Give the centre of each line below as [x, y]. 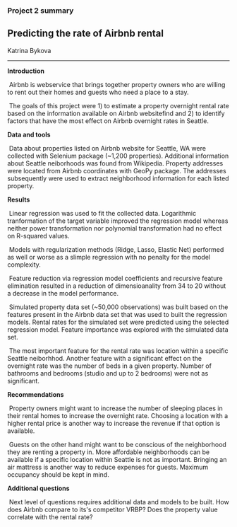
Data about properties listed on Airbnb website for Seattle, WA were [108, 148]
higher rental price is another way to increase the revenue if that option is [114, 423]
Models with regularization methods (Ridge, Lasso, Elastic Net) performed [116, 249]
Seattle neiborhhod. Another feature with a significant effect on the [105, 358]
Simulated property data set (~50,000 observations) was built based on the [119, 307]
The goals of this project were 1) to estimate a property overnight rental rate [119, 105]
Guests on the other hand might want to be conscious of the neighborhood [118, 444]
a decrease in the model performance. [63, 293]
